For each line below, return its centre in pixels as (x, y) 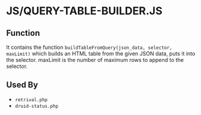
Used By (22, 85)
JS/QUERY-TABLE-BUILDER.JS (84, 11)
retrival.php (31, 100)
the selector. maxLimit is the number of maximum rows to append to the (95, 60)
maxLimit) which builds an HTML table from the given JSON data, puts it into (101, 54)
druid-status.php (37, 106)
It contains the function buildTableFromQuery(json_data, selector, (89, 47)
